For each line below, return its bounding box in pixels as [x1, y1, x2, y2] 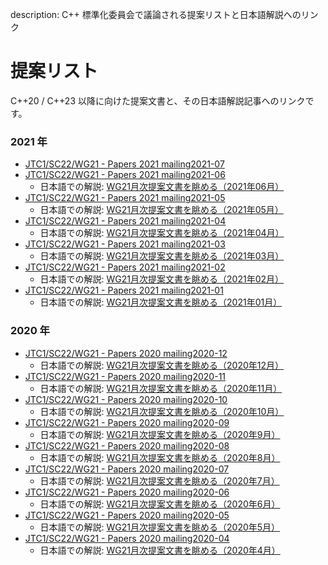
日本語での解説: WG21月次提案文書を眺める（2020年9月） [39, 428, 281, 440]
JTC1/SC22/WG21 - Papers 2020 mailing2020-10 [24, 393, 228, 405]
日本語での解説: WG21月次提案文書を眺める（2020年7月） [39, 474, 280, 487]
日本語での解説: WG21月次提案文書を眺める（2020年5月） [39, 521, 281, 533]
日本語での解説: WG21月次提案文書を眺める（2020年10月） [39, 405, 285, 417]
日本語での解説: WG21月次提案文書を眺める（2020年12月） [39, 359, 285, 371]
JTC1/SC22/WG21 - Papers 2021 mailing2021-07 [24, 158, 225, 170]
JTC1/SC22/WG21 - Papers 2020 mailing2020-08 [24, 439, 230, 452]
